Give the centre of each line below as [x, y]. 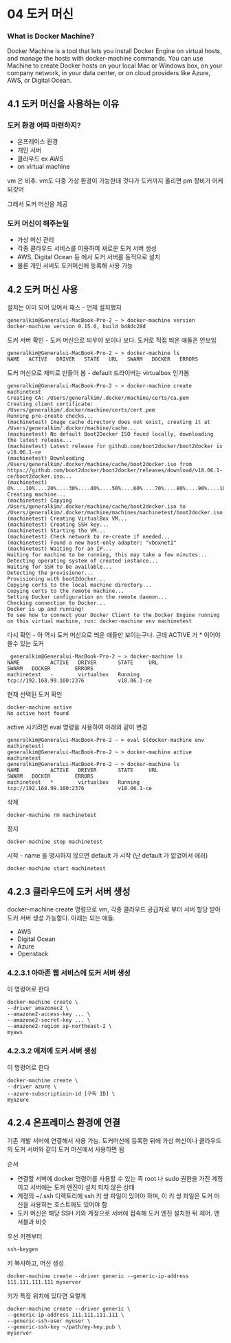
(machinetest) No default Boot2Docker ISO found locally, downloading [110, 434]
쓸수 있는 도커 [26, 644]
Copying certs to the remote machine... [66, 591]
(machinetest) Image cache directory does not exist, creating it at [109, 422]
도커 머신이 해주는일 [38, 223]
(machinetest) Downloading [46, 458]
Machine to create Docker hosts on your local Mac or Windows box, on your [115, 65]
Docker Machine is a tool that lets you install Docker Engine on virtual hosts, [114, 51]
